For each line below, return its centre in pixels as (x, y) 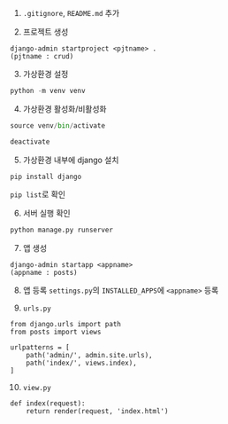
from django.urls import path (66, 324)
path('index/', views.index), (82, 363)
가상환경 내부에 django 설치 (71, 160)
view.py (37, 388)
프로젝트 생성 (46, 32)
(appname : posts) (44, 272)
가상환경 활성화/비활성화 (65, 108)
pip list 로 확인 (38, 194)
